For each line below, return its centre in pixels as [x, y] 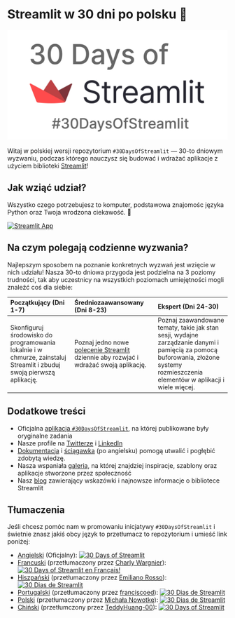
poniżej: [19, 542]
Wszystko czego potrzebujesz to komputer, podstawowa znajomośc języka [116, 204]
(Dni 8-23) [91, 310]
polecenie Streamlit [102, 350]
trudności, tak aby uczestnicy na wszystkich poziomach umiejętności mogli [116, 279]
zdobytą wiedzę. [41, 458]
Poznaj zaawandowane [191, 320]
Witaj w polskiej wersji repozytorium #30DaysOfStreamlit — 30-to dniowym [115, 151]
